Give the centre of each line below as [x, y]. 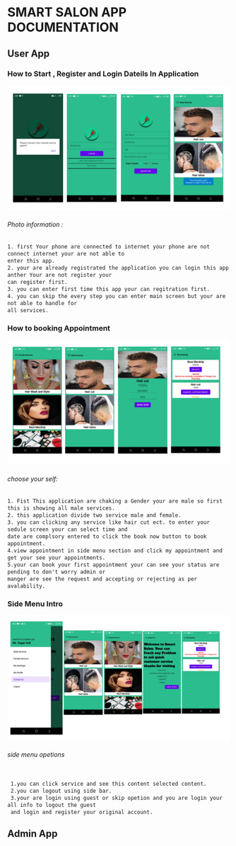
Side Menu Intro [35, 604]
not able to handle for [42, 303]
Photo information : [35, 224]
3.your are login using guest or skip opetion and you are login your [116, 798]
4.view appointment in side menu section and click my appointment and [115, 550]
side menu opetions [36, 754]
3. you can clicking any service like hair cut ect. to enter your [109, 522]
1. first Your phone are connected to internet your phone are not [109, 246]
